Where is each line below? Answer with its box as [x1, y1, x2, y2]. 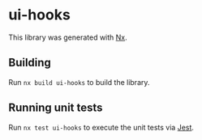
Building [8, 56, 51, 70]
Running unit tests [8, 101, 103, 115]
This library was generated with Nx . [8, 32, 127, 42]
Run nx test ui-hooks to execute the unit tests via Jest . [8, 122, 195, 132]
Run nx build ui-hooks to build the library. [8, 77, 150, 87]
